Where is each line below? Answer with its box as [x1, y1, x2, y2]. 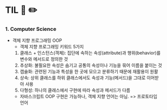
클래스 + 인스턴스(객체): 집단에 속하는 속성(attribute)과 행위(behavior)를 [19, 50, 161, 56]
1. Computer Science [5, 26, 56, 33]
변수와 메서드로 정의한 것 [19, 56, 68, 62]
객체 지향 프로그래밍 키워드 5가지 [19, 44, 84, 50]
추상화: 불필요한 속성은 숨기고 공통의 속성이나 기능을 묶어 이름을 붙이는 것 [19, 62, 163, 68]
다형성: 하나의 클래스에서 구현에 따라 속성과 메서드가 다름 [19, 87, 131, 93]
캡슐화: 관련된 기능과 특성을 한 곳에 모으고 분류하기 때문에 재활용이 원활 [19, 69, 159, 75]
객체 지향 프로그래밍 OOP [12, 37, 62, 43]
